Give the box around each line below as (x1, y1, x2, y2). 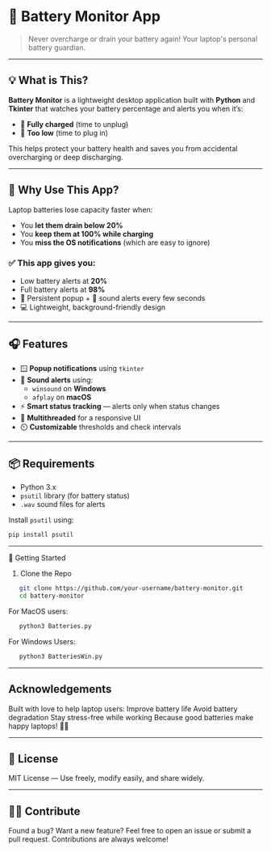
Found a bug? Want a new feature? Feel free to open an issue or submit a (8, 826, 252, 836)
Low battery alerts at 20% (19, 276, 107, 285)
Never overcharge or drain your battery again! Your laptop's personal (27, 34, 258, 44)
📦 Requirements (8, 457, 95, 471)
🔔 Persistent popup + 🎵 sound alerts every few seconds (19, 293, 206, 302)
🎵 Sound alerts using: (19, 375, 94, 385)
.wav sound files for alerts (19, 500, 106, 509)
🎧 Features (8, 337, 69, 351)
